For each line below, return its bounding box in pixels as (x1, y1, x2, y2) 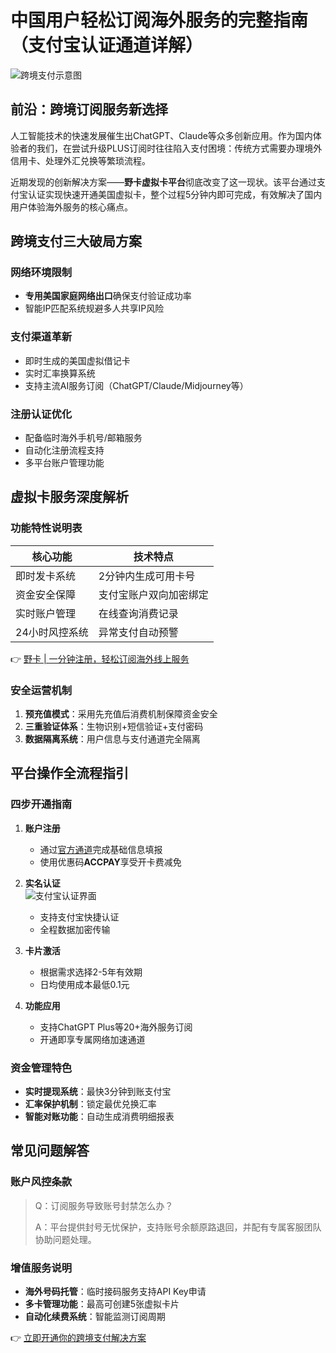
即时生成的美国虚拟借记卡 (24, 354, 131, 366)
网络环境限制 (10, 266, 73, 280)
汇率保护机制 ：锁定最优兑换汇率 (24, 1098, 157, 1110)
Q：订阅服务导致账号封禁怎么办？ (34, 1199, 174, 1211)
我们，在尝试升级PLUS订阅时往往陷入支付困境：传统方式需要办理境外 (36, 142, 323, 154)
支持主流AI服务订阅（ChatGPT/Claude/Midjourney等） (24, 379, 249, 391)
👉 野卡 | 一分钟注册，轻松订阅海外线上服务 (10, 652, 190, 665)
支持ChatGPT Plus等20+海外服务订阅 (39, 1021, 193, 1033)
